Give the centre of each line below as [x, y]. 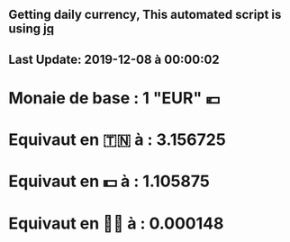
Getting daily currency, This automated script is [145, 15]
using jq [32, 29]
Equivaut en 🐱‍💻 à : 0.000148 [116, 223]
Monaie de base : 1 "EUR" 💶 [114, 98]
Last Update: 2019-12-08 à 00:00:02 [114, 59]
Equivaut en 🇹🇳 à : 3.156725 [117, 140]
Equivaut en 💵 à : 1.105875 [109, 181]
